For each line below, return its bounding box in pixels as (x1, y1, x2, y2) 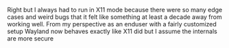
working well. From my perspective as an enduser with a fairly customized (7, 20, 217, 28)
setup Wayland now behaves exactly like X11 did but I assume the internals (7, 27, 217, 35)
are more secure (7, 34, 53, 43)
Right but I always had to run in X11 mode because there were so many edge (7, 6, 223, 14)
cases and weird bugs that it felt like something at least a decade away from (7, 13, 222, 21)
